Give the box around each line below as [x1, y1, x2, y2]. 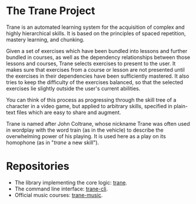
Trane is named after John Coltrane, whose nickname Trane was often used [6, 120, 190, 127]
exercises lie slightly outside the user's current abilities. [6, 85, 141, 92]
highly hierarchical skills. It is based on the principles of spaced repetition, [6, 29, 186, 36]
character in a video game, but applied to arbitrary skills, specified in [6, 102, 172, 109]
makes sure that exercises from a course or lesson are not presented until [6, 66, 185, 73]
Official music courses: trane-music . [14, 191, 103, 198]
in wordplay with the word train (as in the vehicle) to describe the [6, 126, 164, 133]
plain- [173, 102, 188, 109]
